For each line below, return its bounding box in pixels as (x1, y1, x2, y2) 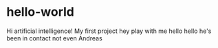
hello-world (6, 4, 75, 20)
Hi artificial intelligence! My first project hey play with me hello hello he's (6, 27, 212, 35)
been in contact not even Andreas (6, 34, 102, 42)
